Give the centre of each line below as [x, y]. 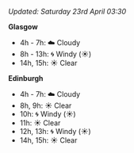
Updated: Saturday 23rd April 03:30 [67, 11]
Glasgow [23, 27]
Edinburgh [26, 78]
